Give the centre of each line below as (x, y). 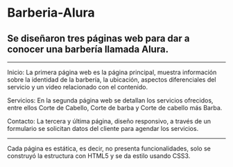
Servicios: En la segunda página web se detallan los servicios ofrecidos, (110, 100)
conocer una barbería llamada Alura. (88, 49)
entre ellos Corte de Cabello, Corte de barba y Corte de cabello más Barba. (115, 108)
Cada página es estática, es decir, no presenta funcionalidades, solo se (109, 148)
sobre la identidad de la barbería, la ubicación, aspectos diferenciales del (112, 80)
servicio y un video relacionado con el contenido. (77, 87)
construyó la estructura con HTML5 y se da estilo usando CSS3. (99, 156)
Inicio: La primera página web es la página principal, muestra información (112, 72)
